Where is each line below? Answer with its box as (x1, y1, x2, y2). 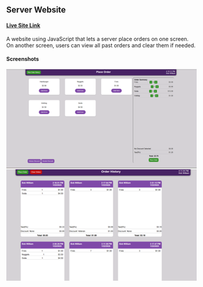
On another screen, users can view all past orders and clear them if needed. (6, 42, 196, 49)
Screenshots (6, 56, 39, 63)
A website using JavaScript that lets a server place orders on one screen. (6, 35, 189, 42)
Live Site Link (6, 21, 40, 29)
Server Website (6, 5, 66, 15)
